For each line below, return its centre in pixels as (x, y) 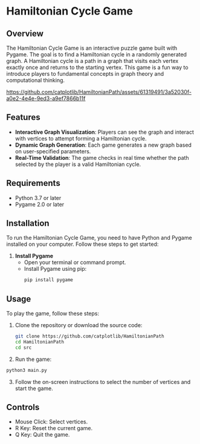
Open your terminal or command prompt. (75, 262)
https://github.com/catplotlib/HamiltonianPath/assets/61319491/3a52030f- (99, 92)
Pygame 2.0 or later (40, 204)
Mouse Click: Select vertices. (51, 422)
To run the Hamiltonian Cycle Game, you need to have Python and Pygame (99, 238)
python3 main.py (27, 370)
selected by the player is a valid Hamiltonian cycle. (78, 164)
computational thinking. (36, 80)
